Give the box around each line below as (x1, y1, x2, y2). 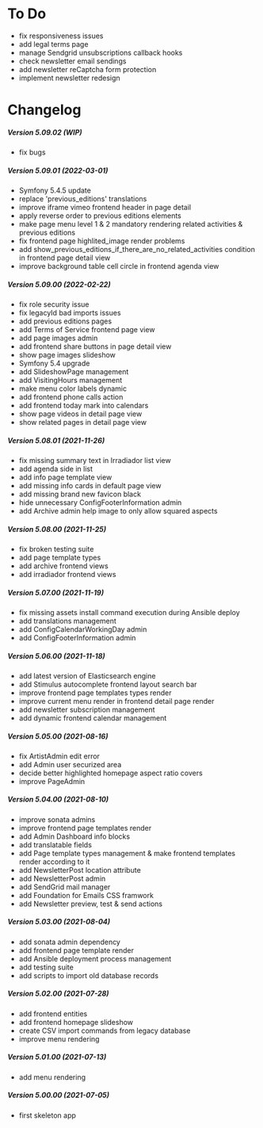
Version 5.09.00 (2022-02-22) (7, 279, 112, 289)
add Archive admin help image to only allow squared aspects (18, 507, 219, 515)
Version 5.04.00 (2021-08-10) (7, 794, 109, 805)
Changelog (7, 101, 82, 119)
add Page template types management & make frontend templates (18, 848, 235, 858)
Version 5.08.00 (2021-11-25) (7, 524, 107, 533)
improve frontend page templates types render (18, 687, 172, 698)
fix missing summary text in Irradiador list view (18, 456, 171, 465)
